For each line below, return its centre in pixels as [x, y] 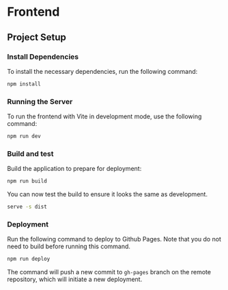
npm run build [27, 181]
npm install [24, 84]
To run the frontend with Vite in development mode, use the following [104, 116]
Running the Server [40, 101]
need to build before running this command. [69, 246]
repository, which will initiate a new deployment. [75, 279]
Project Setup [37, 37]
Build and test [30, 153]
